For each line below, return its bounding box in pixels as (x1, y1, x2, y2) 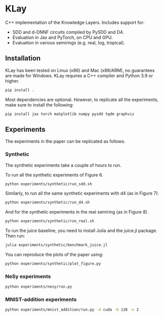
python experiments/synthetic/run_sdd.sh (5, 181, 92, 187)
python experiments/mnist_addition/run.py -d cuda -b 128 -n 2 (5, 307, 139, 313)
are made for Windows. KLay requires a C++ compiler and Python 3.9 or (5, 73, 153, 79)
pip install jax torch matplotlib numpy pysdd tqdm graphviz (5, 111, 135, 116)
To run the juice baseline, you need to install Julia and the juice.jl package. (5, 227, 158, 234)
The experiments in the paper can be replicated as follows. (5, 138, 126, 144)
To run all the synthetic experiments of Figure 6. (5, 172, 103, 178)
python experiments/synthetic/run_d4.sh (5, 200, 90, 205)
